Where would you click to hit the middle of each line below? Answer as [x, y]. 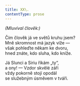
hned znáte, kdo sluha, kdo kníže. [39, 53]
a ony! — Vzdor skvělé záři [32, 68]
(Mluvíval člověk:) [23, 28]
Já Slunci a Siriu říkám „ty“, [32, 63]
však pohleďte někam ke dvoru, [37, 48]
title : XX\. [17, 10]
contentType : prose [25, 14]
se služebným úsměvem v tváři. [37, 78]
